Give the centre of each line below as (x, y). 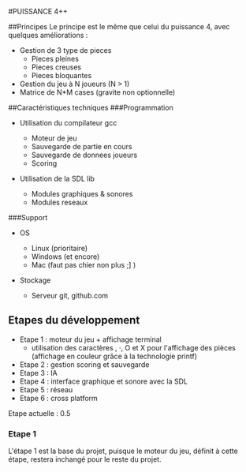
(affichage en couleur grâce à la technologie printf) (114, 356)
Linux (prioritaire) (60, 248)
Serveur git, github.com (70, 296)
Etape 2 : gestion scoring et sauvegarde (84, 364)
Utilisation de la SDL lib (57, 178)
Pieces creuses (56, 67)
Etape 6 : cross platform (59, 398)
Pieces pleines (55, 59)
